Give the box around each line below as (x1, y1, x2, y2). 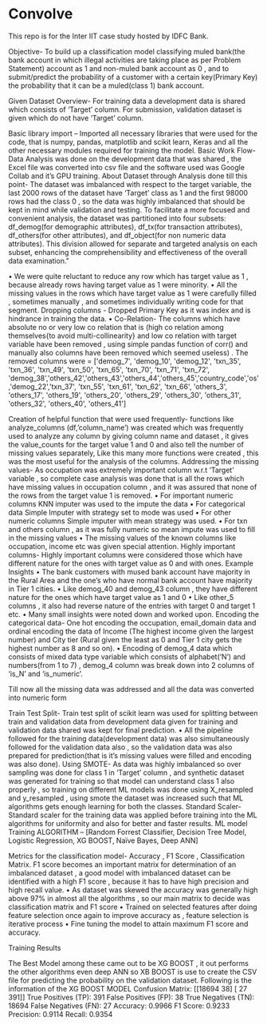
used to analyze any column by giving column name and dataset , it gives (8, 431, 249, 440)
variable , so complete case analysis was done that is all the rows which (8, 473, 245, 483)
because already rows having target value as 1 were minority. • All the (8, 280, 238, 289)
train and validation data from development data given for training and (8, 717, 238, 726)
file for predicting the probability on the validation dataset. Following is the (8, 975, 253, 985)
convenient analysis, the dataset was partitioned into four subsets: (8, 213, 226, 223)
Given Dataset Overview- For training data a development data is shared (8, 96, 245, 105)
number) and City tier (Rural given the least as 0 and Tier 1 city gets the (8, 634, 242, 644)
